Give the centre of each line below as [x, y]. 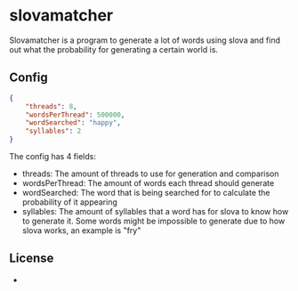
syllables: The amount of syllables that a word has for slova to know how [155, 211]
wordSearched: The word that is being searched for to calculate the [146, 193]
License [32, 259]
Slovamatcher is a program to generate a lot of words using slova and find [145, 40]
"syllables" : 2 [53, 131]
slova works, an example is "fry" [81, 230]
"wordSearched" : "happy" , [73, 123]
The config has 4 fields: [52, 156]
